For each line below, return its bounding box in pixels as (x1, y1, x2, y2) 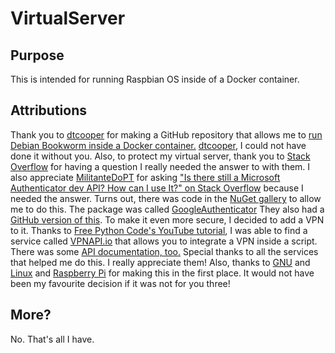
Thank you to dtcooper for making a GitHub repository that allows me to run (10, 128, 323, 141)
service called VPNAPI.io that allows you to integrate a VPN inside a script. (10, 235, 318, 247)
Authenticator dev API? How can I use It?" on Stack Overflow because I (10, 182, 304, 194)
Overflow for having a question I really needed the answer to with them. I (10, 160, 311, 172)
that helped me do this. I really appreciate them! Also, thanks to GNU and (10, 256, 311, 268)
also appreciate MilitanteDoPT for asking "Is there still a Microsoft (10, 171, 281, 183)
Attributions (10, 102, 88, 119)
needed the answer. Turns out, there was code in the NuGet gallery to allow (10, 192, 322, 204)
